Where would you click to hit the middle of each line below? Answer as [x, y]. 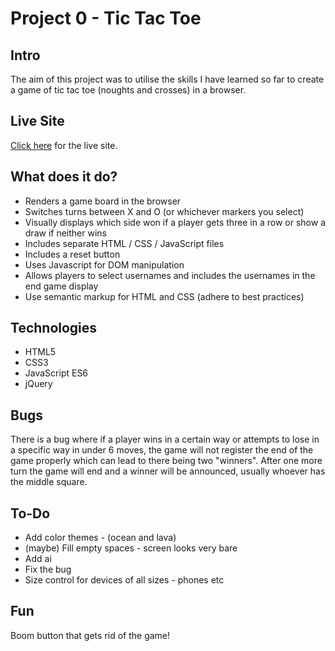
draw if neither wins [65, 233]
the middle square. [49, 482]
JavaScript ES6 [56, 373]
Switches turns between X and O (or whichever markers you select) [164, 211]
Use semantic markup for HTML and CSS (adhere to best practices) [164, 296]
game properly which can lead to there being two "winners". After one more [166, 461]
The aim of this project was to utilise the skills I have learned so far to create [167, 79]
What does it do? [64, 177]
